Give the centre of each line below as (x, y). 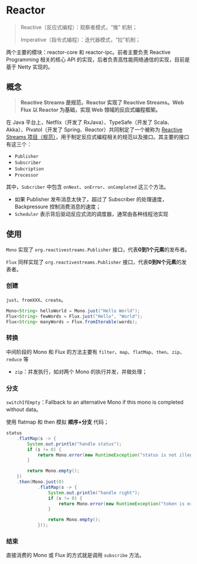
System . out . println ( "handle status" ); (74, 444)
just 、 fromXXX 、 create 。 (36, 299)
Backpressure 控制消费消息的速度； (58, 207)
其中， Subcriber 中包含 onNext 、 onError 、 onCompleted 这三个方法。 (88, 187)
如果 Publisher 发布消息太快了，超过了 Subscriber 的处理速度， (91, 199)
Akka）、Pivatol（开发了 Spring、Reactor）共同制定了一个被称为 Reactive (94, 129)
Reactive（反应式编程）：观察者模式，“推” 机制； (79, 27)
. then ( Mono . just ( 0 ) (40, 482)
